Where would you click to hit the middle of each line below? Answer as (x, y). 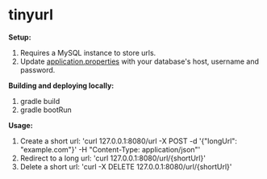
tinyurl (31, 15)
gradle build (40, 101)
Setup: (20, 37)
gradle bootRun (46, 110)
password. (38, 69)
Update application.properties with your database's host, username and (140, 61)
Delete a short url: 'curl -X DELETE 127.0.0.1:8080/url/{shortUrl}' (126, 166)
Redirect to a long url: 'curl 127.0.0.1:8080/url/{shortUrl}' (113, 158)
